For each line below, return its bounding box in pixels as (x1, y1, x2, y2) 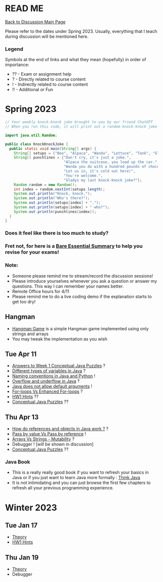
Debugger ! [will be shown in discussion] (12, 441, 94, 447)
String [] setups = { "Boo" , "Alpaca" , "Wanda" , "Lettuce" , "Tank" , (14, 151, 151, 156)
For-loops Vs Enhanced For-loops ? (12, 388, 83, 394)
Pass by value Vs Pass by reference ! (12, 431, 86, 437)
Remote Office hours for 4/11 (12, 288, 69, 294)
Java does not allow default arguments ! (12, 384, 93, 389)
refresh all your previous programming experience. (12, 485, 114, 491)
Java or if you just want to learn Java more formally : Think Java (12, 475, 141, 481)
